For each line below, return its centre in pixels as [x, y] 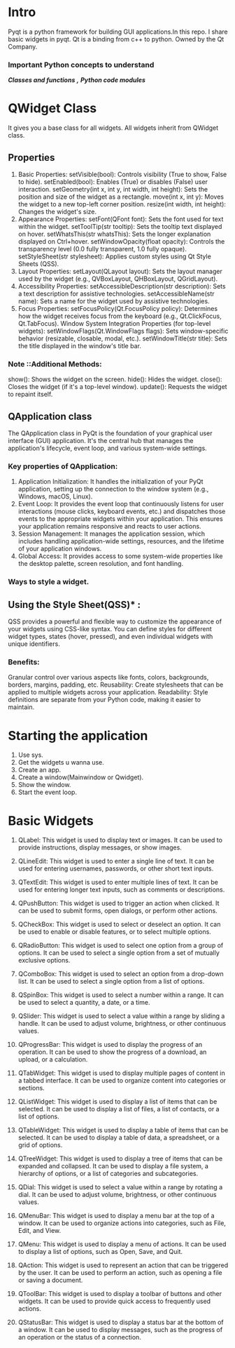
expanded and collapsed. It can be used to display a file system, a [113, 1166]
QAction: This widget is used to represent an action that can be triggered [123, 1265]
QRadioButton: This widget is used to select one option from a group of [121, 946]
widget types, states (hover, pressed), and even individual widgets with [111, 637]
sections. [31, 1088]
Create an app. [40, 770]
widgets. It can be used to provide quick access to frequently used [114, 1301]
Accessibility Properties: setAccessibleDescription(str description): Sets [122, 286]
